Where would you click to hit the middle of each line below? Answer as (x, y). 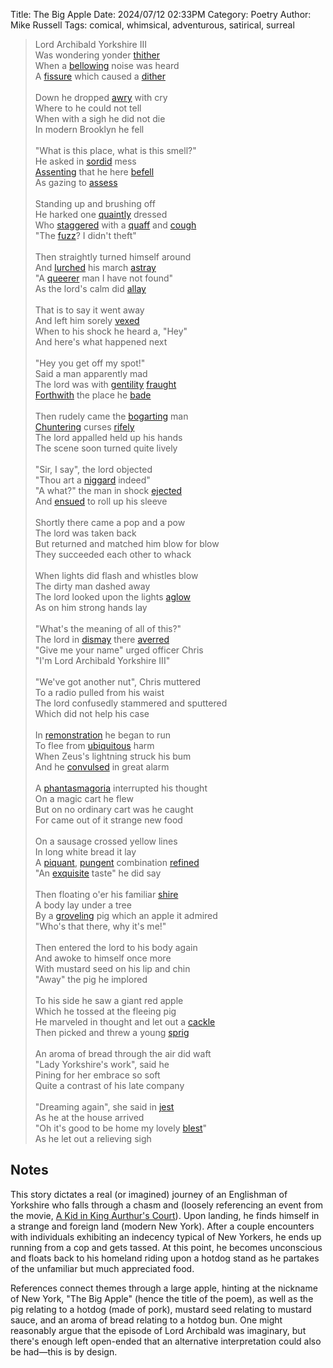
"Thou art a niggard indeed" (92, 480)
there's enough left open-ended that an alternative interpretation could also (166, 1341)
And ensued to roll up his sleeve (101, 501)
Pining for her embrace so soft (97, 1075)
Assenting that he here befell (94, 172)
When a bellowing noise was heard (107, 65)
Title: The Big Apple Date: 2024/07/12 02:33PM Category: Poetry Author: (161, 14)
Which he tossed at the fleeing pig (105, 1011)
